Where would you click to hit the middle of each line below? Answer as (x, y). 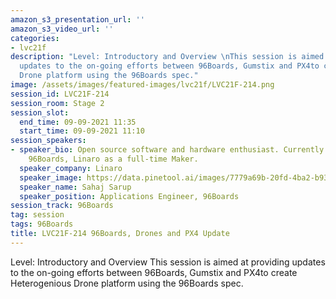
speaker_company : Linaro (71, 168)
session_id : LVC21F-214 (60, 94)
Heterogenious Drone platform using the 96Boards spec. (127, 283)
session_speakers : (48, 141)
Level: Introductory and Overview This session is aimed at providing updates (168, 262)
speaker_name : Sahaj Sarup (75, 187)
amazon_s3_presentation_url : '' (77, 19)
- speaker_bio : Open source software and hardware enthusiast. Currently (167, 150)
